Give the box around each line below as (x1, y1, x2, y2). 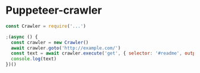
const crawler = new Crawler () (11, 39, 89, 45)
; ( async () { (5, 34, 38, 40)
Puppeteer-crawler (5, 4, 102, 17)
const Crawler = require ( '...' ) (5, 23, 86, 29)
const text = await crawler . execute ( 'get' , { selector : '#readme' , (11, 50, 183, 56)
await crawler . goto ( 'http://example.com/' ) (11, 45, 121, 51)
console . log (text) (11, 56, 57, 62)
